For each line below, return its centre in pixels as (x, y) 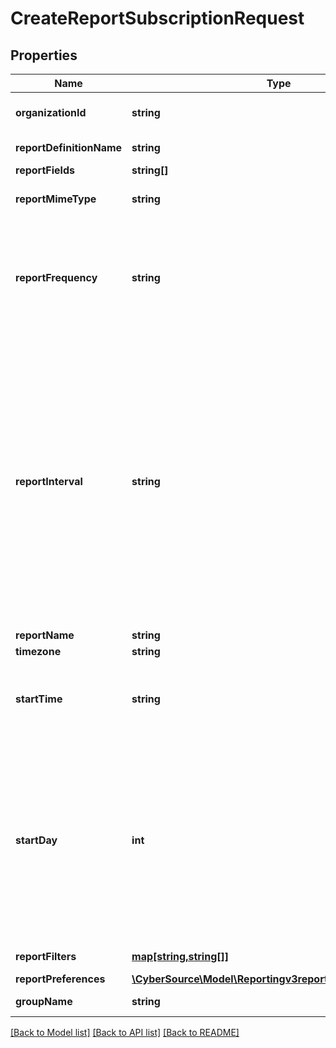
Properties (44, 55)
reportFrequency (56, 277)
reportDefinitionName (69, 147)
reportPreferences (60, 979)
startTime (39, 699)
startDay (36, 840)
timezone (38, 651)
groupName (44, 1001)
